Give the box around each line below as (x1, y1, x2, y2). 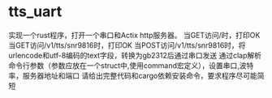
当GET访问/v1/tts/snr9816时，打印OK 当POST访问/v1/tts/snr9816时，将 (8, 40, 246, 50)
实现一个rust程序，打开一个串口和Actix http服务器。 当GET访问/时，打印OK (8, 30, 261, 40)
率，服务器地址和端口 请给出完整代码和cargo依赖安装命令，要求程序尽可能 (8, 70, 257, 80)
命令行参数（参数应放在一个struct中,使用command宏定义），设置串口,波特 (8, 60, 254, 70)
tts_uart (8, 2, 63, 21)
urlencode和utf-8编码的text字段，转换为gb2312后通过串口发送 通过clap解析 (8, 50, 262, 60)
